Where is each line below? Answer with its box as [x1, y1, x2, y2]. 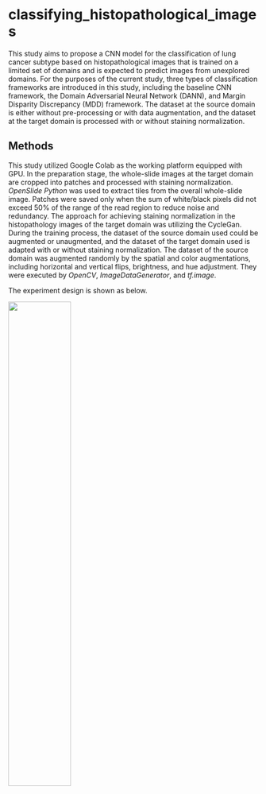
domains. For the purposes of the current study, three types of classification [8, 74, 258, 83]
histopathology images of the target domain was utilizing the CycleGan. [8, 219, 242, 229]
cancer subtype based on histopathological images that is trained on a [8, 57, 239, 67]
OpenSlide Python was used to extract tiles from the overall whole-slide [8, 185, 243, 196]
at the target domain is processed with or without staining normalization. [8, 116, 245, 126]
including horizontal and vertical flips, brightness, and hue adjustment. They [8, 261, 257, 271]
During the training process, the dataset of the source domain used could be [8, 228, 259, 238]
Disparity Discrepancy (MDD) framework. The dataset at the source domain [8, 99, 256, 109]
